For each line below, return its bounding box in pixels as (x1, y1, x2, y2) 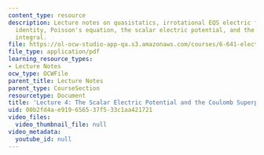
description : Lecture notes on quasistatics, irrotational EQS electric (8, 19, 251, 27)
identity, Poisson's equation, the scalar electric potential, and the (15, 26, 255, 34)
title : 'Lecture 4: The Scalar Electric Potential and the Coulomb (8, 99, 234, 106)
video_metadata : (8, 128, 61, 135)
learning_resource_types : (8, 56, 93, 63)
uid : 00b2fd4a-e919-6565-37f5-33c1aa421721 (8, 106, 153, 114)
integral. (15, 33, 47, 41)
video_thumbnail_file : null (15, 121, 108, 128)
